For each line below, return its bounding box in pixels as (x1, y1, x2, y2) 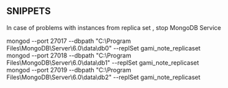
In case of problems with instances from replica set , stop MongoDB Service (6, 23, 222, 31)
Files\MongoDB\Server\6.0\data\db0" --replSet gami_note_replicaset (6, 44, 201, 52)
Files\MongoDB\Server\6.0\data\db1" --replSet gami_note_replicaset (6, 58, 199, 67)
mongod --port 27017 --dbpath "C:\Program (6, 37, 131, 45)
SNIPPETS (6, 5, 51, 17)
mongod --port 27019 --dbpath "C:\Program (6, 65, 131, 74)
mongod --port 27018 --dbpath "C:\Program (6, 51, 131, 59)
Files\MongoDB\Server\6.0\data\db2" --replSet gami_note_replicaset (6, 73, 201, 81)
